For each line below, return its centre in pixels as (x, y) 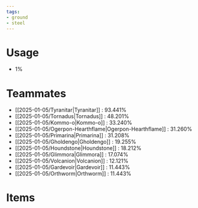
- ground (17, 17)
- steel (16, 23)
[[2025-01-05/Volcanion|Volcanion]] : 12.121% (72, 161)
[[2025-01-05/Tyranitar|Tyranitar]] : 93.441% (71, 110)
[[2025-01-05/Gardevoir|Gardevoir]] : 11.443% (72, 167)
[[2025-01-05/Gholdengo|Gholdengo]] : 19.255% (76, 142)
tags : (13, 12)
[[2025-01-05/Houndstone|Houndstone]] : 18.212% (78, 148)
